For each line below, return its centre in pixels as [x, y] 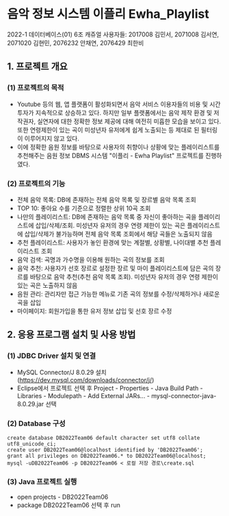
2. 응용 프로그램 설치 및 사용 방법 [71, 335]
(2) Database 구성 [37, 423]
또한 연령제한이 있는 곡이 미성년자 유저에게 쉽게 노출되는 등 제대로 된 [108, 130]
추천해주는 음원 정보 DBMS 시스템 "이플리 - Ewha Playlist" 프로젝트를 [110, 156]
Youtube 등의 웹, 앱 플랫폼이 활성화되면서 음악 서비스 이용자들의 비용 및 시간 [119, 104]
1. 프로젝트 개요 [38, 67]
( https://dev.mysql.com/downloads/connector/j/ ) [85, 380]
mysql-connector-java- [184, 395]
